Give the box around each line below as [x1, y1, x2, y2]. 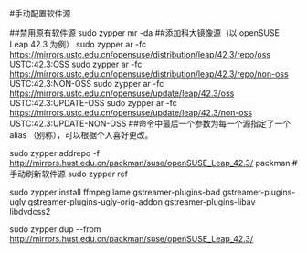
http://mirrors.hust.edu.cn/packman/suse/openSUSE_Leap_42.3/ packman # [9, 158, 298, 168]
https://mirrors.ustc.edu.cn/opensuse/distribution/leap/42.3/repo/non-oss [9, 69, 290, 79]
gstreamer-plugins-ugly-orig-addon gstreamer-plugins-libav [27, 196, 256, 207]
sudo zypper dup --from [9, 224, 101, 235]
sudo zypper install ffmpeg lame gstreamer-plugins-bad [9, 186, 221, 197]
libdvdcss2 [9, 206, 51, 216]
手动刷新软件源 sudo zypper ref [9, 168, 129, 179]
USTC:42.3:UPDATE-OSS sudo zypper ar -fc [9, 98, 178, 108]
